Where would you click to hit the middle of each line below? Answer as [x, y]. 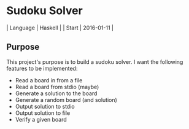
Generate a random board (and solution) [66, 100]
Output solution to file [43, 113]
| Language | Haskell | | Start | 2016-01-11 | [60, 28]
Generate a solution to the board [56, 93]
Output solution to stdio [45, 106]
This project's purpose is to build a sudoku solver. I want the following [95, 61]
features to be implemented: [42, 68]
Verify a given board [41, 119]
